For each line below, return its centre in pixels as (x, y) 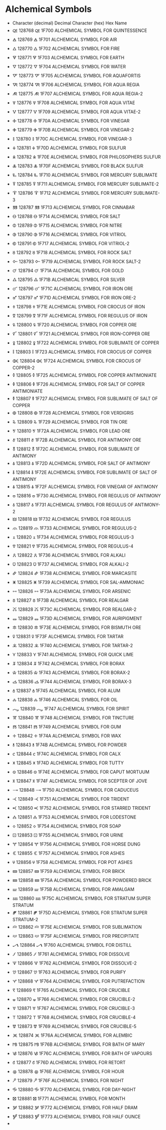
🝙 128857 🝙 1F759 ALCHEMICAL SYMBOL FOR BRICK (69, 871)
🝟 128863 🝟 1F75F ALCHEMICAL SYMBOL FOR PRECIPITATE (76, 936)
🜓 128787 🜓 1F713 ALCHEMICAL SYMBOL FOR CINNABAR (74, 207)
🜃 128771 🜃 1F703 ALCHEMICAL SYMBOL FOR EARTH (68, 57)
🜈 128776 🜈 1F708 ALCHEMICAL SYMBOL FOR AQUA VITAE (74, 103)
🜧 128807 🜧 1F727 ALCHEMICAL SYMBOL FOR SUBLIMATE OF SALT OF (85, 398)
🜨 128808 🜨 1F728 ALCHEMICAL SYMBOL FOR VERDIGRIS (73, 413)
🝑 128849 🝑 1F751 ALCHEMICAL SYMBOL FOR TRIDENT (71, 799)
